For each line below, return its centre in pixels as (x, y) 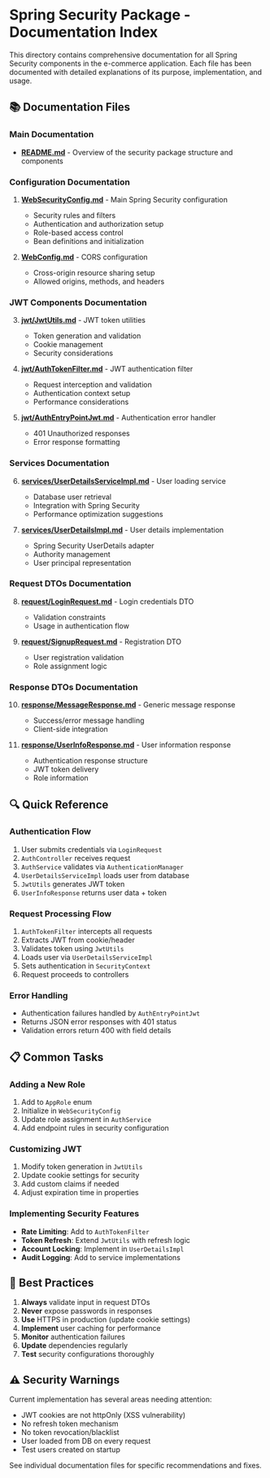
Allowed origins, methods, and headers (99, 281)
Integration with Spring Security (87, 505)
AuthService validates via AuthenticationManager (102, 867)
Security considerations (73, 353)
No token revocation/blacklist (70, 1432)
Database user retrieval (72, 497)
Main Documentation (52, 134)
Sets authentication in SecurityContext (86, 966)
